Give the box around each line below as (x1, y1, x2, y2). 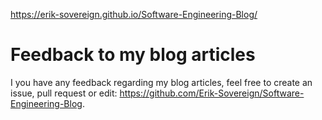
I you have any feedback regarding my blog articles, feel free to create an (10, 76, 313, 88)
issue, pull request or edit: (10, 87, 118, 99)
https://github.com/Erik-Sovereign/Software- (119, 87, 305, 99)
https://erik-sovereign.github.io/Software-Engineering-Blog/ (10, 9, 258, 20)
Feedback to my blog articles (10, 44, 256, 66)
